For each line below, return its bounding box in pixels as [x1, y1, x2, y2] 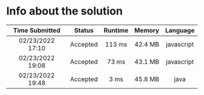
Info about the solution [6, 4, 123, 18]
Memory [134, 26, 160, 34]
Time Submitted [13, 26, 61, 34]
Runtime [103, 26, 129, 34]
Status [74, 26, 94, 34]
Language [165, 26, 195, 34]
